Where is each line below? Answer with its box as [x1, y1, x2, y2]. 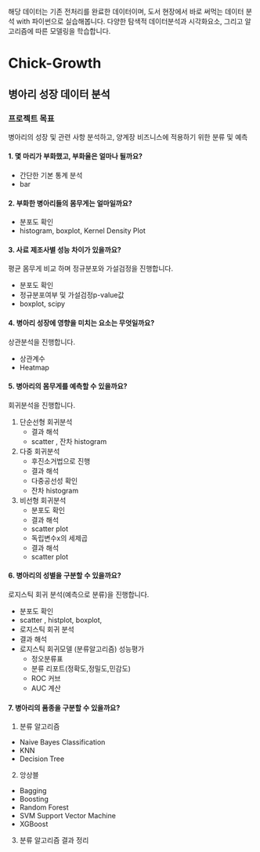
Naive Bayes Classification [19, 737, 106, 747]
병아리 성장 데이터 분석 [8, 87, 111, 100]
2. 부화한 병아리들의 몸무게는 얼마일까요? [8, 198, 133, 208]
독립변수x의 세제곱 [31, 533, 88, 543]
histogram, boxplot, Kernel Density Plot [19, 226, 146, 235]
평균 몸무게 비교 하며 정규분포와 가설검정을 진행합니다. [8, 264, 174, 273]
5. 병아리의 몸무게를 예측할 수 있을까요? [8, 381, 128, 391]
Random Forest [19, 803, 69, 812]
